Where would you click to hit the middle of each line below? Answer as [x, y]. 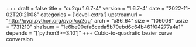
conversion [20, 39]
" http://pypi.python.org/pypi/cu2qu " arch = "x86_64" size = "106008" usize [97, 21]
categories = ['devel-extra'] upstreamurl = [91, 15]
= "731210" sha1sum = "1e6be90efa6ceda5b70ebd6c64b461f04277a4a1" [94, 27]
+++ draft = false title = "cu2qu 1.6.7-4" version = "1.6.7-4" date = [85, 8]
